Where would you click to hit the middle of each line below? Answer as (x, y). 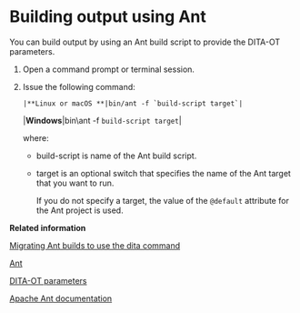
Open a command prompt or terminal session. (109, 69)
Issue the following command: (79, 86)
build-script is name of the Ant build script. (116, 156)
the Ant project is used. (80, 210)
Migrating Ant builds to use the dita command (95, 245)
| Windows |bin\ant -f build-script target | (102, 120)
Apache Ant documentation (61, 298)
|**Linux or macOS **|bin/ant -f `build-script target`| (133, 103)
